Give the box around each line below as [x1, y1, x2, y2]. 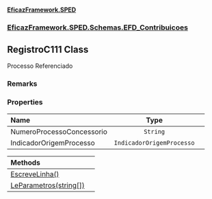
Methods [10, 158, 41, 167]
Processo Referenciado [7, 62, 73, 70]
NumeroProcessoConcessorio [10, 127, 108, 137]
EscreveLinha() [10, 169, 59, 178]
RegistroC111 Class [7, 43, 89, 55]
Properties [7, 97, 43, 107]
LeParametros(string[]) [10, 180, 85, 190]
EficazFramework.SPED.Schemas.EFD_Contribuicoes [7, 23, 188, 32]
